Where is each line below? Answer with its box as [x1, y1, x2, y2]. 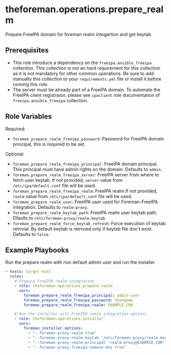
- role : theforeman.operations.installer [14, 316, 103, 321]
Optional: [5, 151, 24, 157]
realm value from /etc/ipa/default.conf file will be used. [12, 193, 132, 199]
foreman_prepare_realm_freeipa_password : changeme [23, 297, 133, 303]
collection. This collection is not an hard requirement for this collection [12, 65, 161, 71]
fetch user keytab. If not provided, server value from [12, 177, 123, 183]
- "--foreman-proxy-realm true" [27, 330, 97, 336]
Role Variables [5, 112, 52, 121]
